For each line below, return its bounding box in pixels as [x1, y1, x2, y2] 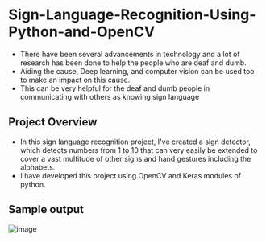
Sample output [8, 203, 85, 216]
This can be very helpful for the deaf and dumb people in [19, 83, 210, 93]
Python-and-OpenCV [8, 23, 156, 41]
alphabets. [19, 162, 56, 172]
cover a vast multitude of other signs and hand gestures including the [19, 154, 251, 163]
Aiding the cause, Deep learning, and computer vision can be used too [19, 66, 255, 76]
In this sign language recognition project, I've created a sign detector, [19, 137, 251, 146]
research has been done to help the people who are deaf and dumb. [19, 58, 247, 68]
